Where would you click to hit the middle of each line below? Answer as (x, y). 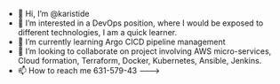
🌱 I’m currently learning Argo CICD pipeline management (121, 42)
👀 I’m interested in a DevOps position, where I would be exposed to (140, 23)
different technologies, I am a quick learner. (97, 32)
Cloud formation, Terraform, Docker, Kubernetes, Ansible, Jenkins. (140, 61)
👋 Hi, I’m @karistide (53, 14)
